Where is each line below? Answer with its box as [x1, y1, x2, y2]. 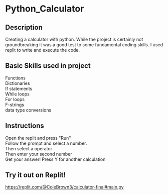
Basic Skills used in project [5, 61, 91, 70]
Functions [5, 75, 26, 81]
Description [5, 23, 43, 32]
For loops [5, 96, 25, 102]
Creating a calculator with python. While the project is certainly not [5, 36, 143, 42]
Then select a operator [5, 145, 53, 151]
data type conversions [5, 107, 52, 113]
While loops [5, 91, 30, 97]
